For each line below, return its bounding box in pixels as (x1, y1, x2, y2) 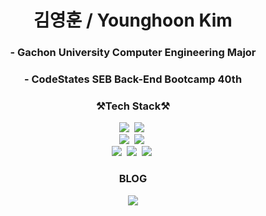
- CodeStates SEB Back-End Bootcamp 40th (23, 72, 243, 86)
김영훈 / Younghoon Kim (33, 9, 233, 32)
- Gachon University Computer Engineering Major (9, 46, 257, 60)
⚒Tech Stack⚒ (96, 99, 170, 113)
